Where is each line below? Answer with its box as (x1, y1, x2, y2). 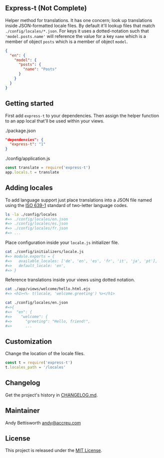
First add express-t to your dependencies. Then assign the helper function (5, 112, 159, 118)
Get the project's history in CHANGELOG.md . (5, 392, 98, 398)
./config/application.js (5, 155, 50, 161)
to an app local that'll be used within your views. (5, 117, 104, 124)
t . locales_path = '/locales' (5, 365, 66, 370)
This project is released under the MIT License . (5, 447, 102, 453)
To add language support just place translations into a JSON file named (5, 197, 152, 203)
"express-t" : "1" (9, 142, 46, 147)
